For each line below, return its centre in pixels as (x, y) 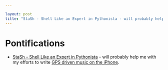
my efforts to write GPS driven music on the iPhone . (66, 62)
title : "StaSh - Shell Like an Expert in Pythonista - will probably (79, 19)
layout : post (19, 14)
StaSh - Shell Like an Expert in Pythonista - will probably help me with (84, 57)
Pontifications (35, 43)
